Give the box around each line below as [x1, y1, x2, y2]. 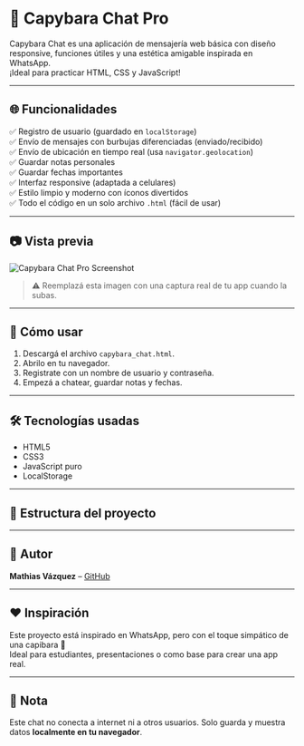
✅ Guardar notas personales [9, 156, 116, 167]
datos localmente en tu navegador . [9, 727, 143, 738]
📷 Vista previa [9, 234, 94, 249]
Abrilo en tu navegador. [22, 358, 110, 369]
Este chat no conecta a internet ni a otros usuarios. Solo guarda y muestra [9, 717, 286, 728]
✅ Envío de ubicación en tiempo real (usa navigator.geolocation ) [9, 146, 253, 157]
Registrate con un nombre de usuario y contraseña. [22, 367, 214, 379]
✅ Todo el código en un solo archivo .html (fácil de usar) [9, 197, 222, 208]
